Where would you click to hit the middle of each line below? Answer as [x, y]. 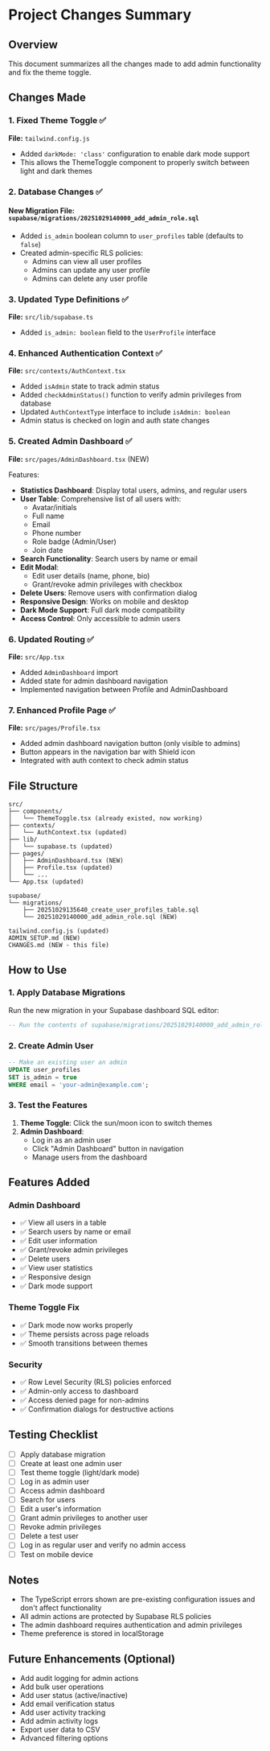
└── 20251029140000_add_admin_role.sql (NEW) [100, 917]
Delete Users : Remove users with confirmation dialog [108, 592]
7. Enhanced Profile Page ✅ [62, 710]
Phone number [57, 533]
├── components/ [35, 812]
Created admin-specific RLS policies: [81, 253]
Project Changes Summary [100, 15]
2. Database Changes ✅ [55, 192]
